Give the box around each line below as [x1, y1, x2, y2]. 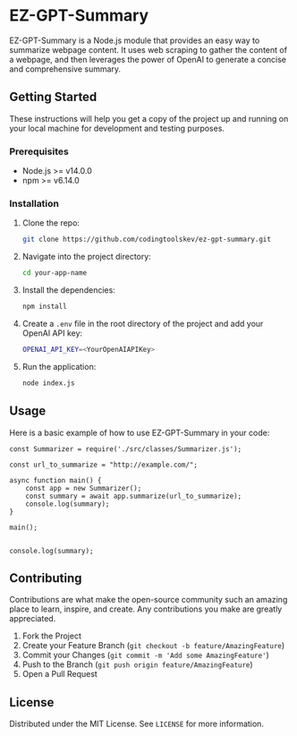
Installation [9, 197, 60, 210]
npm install [21, 302, 67, 312]
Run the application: [21, 361, 97, 372]
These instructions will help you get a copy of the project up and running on [9, 113, 289, 124]
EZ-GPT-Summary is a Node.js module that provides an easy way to [9, 35, 260, 46]
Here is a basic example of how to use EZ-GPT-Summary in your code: [9, 427, 270, 438]
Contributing [9, 570, 82, 586]
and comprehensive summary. [9, 64, 122, 74]
